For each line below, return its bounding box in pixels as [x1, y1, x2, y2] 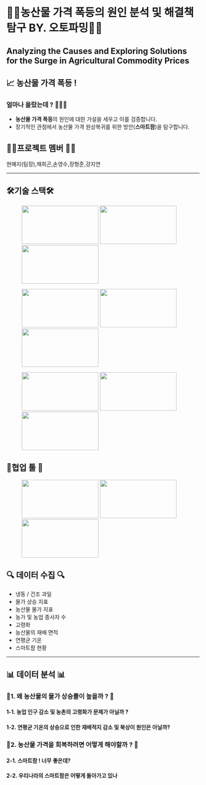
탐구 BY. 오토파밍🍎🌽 [6, 21, 103, 35]
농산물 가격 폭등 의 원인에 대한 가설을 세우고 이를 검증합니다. [15, 115, 158, 123]
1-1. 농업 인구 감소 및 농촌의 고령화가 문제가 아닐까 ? [6, 708, 129, 716]
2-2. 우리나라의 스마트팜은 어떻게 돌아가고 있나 [6, 772, 118, 779]
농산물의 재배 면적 [15, 628, 58, 636]
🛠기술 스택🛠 [6, 186, 54, 197]
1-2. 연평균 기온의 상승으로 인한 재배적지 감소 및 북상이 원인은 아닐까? [6, 724, 170, 731]
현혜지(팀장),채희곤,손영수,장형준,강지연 [6, 160, 101, 168]
